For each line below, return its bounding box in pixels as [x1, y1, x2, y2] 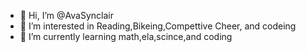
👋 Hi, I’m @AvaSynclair [19, 10, 114, 21]
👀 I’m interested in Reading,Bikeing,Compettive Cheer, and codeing [19, 20, 297, 32]
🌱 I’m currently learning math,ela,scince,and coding [19, 31, 233, 42]
